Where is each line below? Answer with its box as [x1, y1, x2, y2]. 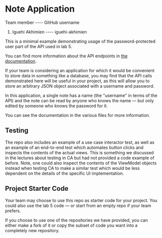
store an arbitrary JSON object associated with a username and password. [5, 83, 155, 89]
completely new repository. [5, 227, 60, 233]
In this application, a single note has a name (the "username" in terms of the [5, 92, 158, 98]
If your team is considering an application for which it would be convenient [5, 67, 155, 73]
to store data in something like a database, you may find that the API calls [5, 73, 152, 78]
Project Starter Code [5, 184, 69, 193]
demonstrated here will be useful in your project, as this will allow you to [5, 78, 150, 84]
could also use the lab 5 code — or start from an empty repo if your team [5, 202, 152, 208]
